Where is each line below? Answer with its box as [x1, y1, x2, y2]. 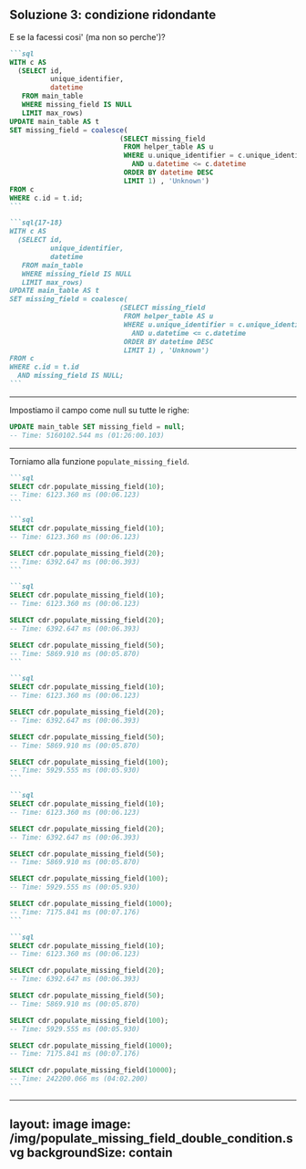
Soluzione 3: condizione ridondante [9, 7, 217, 23]
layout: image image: [9, 1117, 132, 1132]
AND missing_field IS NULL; [17, 371, 125, 381]
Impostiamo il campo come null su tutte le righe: [9, 404, 189, 415]
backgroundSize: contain [26, 1145, 173, 1161]
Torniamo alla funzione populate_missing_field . [9, 455, 189, 466]
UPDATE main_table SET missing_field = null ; [9, 422, 185, 432]
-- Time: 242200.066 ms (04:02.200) [9, 1074, 148, 1084]
